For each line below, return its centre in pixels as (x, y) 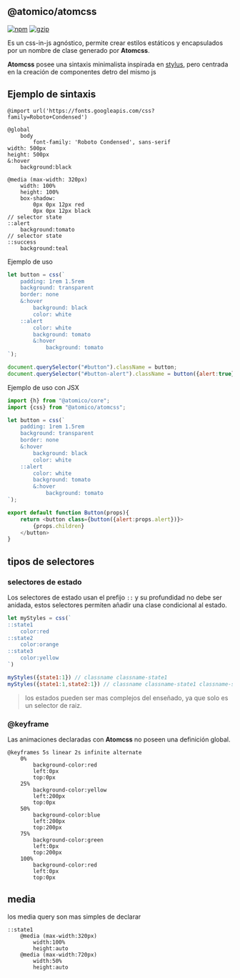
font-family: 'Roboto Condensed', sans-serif (102, 142)
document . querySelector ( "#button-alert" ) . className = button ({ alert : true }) (122, 374)
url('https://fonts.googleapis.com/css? (94, 111)
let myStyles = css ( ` (40, 618)
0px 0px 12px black (62, 211)
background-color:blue (67, 815)
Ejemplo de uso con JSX (44, 387)
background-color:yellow (70, 790)
